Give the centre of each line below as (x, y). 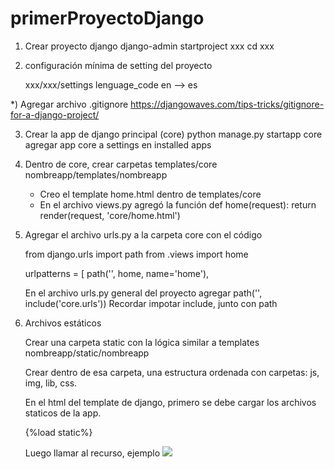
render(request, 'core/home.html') (110, 215)
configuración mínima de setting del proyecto (118, 65)
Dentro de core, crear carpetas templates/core (121, 164)
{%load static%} (58, 432)
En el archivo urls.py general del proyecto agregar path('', (143, 293)
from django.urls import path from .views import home (136, 254)
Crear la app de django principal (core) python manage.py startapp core (173, 134)
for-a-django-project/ (55, 114)
